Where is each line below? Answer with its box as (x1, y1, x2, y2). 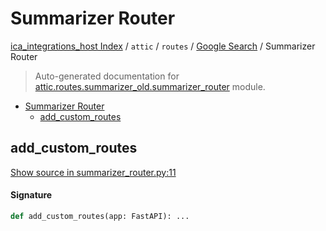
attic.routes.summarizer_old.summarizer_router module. (34, 80, 266, 92)
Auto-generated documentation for (34, 70, 180, 82)
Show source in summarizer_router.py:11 (10, 166, 177, 178)
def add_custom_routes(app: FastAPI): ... (10, 211, 190, 221)
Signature (10, 189, 53, 201)
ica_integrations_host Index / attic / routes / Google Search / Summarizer (10, 40, 316, 52)
